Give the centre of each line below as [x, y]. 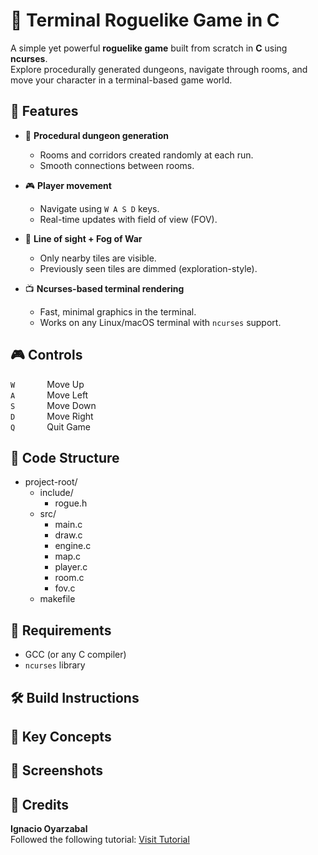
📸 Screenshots [57, 770]
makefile [57, 599]
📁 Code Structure [65, 457]
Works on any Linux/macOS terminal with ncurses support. [160, 322]
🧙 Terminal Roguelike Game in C [145, 20]
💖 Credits [40, 804]
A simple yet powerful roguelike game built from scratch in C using [149, 48]
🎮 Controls [46, 355]
